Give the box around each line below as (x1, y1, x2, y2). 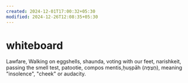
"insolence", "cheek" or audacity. (6, 70, 86, 77)
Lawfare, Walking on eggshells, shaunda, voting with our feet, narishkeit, (6, 58, 182, 65)
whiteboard (6, 39, 63, 52)
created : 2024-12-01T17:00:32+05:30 (6, 8, 95, 15)
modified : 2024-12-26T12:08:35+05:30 (6, 14, 98, 20)
